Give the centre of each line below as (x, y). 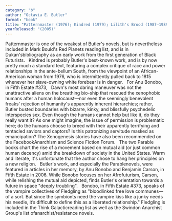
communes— (149, 191)
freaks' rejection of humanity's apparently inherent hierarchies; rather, (79, 104)
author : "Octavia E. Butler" (36, 15)
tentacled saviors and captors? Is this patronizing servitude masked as (80, 131)
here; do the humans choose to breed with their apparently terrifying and (82, 126)
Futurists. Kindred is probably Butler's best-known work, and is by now (81, 60)
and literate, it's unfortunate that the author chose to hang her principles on (85, 159)
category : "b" (20, 10)
